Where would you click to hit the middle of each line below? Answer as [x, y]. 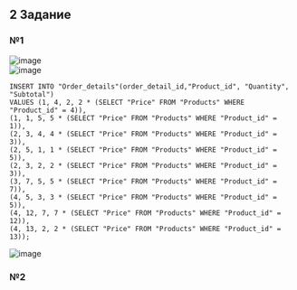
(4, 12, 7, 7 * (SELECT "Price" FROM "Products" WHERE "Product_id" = [145, 213]
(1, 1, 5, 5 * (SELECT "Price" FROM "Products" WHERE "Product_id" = [144, 118]
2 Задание [40, 15]
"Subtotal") [32, 94]
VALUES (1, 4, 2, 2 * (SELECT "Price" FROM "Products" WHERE [127, 102]
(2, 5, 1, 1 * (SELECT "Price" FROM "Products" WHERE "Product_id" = [144, 150]
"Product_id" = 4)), [48, 110]
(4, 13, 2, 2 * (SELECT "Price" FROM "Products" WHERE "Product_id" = [145, 229]
